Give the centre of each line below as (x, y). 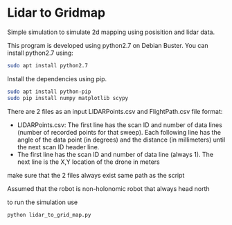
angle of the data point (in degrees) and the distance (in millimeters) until (121, 140)
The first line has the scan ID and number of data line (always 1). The (115, 154)
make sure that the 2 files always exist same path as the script (96, 175)
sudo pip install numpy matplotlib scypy (68, 98)
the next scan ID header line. (58, 147)
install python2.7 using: (41, 53)
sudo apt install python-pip (49, 92)
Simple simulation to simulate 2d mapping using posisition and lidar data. (111, 32)
